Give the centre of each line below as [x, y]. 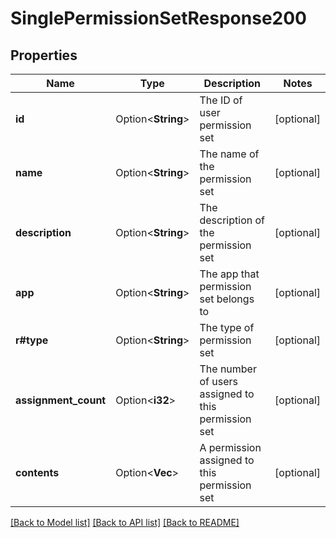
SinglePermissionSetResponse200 [158, 18]
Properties [44, 55]
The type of [227, 327]
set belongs [227, 299]
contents [37, 472]
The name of [229, 154]
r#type [32, 340]
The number [228, 369]
